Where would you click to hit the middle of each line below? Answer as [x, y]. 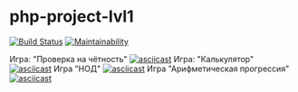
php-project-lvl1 [72, 17]
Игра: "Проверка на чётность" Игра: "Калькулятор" [132, 59]
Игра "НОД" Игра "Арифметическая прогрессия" [171, 69]
